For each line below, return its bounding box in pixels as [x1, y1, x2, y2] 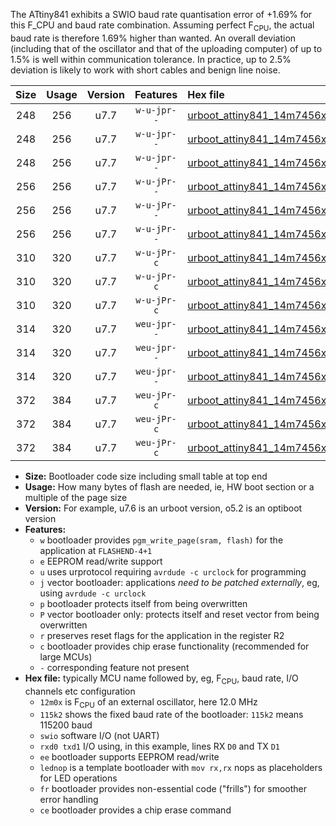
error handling [39, 794, 99, 806]
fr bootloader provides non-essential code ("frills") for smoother [39, 783, 308, 795]
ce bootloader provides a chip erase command [39, 804, 232, 816]
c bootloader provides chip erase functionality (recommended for [39, 640, 310, 652]
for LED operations [39, 772, 118, 784]
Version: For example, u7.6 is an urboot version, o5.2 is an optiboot [24, 502, 303, 514]
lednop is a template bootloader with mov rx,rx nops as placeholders [39, 762, 323, 774]
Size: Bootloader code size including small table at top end [24, 470, 268, 482]
